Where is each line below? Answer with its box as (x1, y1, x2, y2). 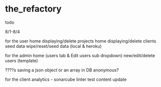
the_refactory (5, 3, 62, 14)
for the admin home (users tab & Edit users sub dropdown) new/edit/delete (5, 52, 156, 58)
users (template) (5, 58, 38, 63)
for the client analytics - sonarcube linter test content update (5, 76, 127, 82)
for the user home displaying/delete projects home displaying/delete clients (5, 38, 157, 44)
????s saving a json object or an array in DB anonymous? (5, 67, 119, 73)
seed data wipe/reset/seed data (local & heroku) (5, 43, 102, 49)
